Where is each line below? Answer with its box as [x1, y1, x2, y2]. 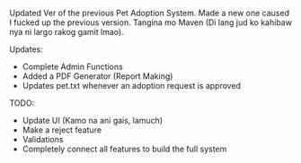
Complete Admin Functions [22, 62, 123, 72]
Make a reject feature [22, 124, 102, 135]
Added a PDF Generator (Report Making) [22, 71, 173, 81]
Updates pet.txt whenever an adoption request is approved [22, 81, 241, 90]
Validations [22, 134, 64, 144]
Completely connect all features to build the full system [22, 143, 227, 154]
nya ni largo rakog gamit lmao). [9, 27, 124, 37]
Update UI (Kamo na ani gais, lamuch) [22, 116, 164, 125]
